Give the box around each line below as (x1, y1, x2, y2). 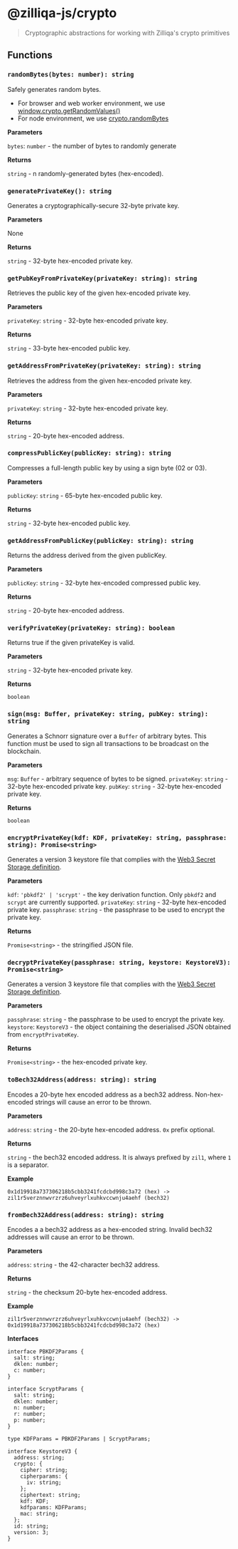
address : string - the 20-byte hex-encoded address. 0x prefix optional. (7, 1125, 215, 1134)
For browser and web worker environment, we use (17, 98, 166, 108)
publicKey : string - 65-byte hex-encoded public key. (7, 491, 163, 499)
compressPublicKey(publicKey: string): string (7, 449, 172, 457)
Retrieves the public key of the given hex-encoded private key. (7, 289, 190, 297)
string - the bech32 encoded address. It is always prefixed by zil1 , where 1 (7, 1153, 232, 1161)
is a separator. (7, 1160, 50, 1169)
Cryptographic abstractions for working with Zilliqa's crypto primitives (24, 29, 230, 37)
